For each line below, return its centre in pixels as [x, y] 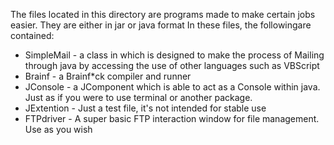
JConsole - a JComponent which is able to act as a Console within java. [172, 87]
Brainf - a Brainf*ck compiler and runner [108, 76]
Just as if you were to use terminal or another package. [138, 97]
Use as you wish [58, 129]
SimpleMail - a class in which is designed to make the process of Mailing [174, 55]
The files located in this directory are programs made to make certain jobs [163, 14]
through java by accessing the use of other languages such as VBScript [172, 65]
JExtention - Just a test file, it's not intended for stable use [145, 108]
